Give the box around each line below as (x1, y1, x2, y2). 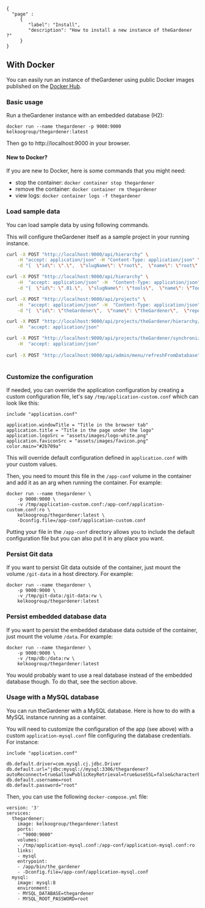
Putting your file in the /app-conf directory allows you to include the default (6, 528, 195, 535)
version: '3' (6, 805, 40, 811)
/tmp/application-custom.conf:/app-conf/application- (25, 501, 165, 508)
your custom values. (6, 460, 58, 468)
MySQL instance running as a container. (6, 713, 107, 721)
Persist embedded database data (6, 612, 107, 621)
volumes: (17, 836, 40, 843)
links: (17, 847, 34, 854)
